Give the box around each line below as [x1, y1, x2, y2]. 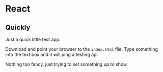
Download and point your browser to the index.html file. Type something [5, 46, 158, 52]
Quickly [5, 23, 31, 32]
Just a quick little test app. [5, 36, 61, 42]
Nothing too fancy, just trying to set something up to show [5, 61, 127, 67]
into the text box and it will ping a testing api [5, 51, 98, 57]
